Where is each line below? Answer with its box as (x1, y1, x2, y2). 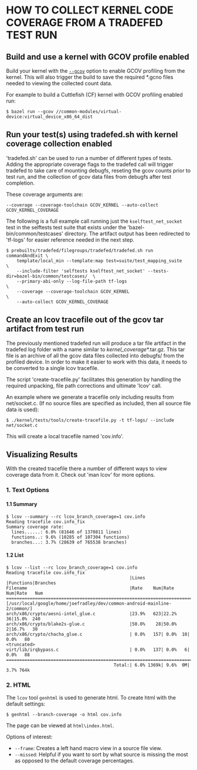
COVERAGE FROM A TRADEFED (6, 16, 163, 29)
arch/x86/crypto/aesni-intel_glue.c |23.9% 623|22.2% (6, 610, 177, 616)
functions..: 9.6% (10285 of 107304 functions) (11, 534, 130, 540)
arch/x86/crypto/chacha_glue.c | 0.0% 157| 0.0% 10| (6, 631, 191, 637)
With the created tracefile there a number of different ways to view (6, 465, 167, 472)
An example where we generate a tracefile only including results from (6, 394, 174, 401)
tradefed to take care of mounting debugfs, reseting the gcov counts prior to (6, 167, 191, 174)
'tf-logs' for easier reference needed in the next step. (6, 236, 135, 243)
